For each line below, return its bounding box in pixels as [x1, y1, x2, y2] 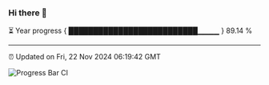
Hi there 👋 [8, 7, 48, 18]
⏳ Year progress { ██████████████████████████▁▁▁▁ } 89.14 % [8, 26, 253, 35]
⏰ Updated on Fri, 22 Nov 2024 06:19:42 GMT [8, 52, 162, 62]
